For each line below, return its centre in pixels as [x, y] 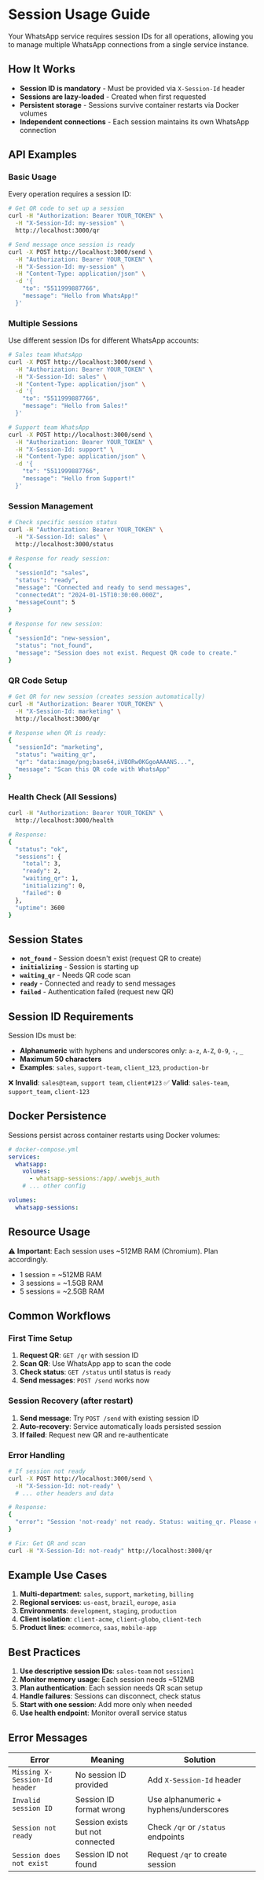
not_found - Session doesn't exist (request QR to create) [110, 958]
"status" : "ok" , [42, 849]
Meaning [107, 1760]
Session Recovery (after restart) [71, 1401]
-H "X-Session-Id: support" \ [64, 450]
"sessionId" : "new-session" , [63, 638]
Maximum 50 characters [60, 1059]
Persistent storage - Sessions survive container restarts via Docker [129, 105]
